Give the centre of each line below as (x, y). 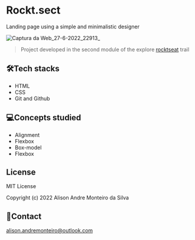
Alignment (27, 135)
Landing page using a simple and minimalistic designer (73, 27)
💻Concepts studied (44, 118)
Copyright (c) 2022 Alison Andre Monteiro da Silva (67, 198)
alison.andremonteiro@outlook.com (50, 231)
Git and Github (32, 98)
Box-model (28, 147)
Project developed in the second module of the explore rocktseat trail (105, 49)
